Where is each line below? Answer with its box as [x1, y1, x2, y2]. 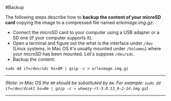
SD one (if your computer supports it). [12, 35, 93, 41]
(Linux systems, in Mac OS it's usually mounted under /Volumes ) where [12, 46, 161, 51]
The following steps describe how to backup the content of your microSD [5, 14, 161, 20]
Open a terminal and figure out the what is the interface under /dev [12, 40, 153, 46]
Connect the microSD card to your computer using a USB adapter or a [12, 29, 160, 35]
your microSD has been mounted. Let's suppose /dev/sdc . [12, 51, 135, 57]
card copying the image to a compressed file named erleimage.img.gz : [5, 20, 154, 25]
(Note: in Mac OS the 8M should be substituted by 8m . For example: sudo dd [5, 80, 161, 86]
